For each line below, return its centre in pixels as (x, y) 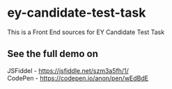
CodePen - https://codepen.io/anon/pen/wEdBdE (78, 78)
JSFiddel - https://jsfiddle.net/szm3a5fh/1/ (68, 70)
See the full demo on (53, 54)
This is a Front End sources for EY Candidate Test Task (86, 32)
